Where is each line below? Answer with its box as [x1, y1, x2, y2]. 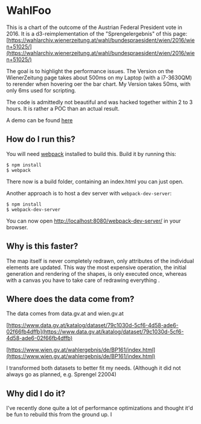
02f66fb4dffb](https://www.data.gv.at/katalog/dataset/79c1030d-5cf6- [6, 328, 184, 336]
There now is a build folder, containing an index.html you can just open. [6, 178, 184, 185]
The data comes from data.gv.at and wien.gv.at [6, 310, 124, 318]
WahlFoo [6, 4, 51, 18]
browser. [6, 223, 28, 230]
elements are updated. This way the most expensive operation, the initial [6, 264, 187, 271]
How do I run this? [6, 134, 75, 145]
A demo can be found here [6, 116, 73, 124]
